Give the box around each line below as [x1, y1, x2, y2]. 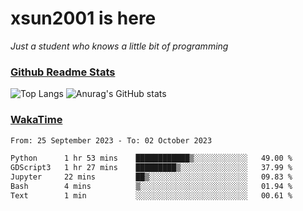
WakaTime [10, 113, 63, 127]
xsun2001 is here [10, 7, 157, 30]
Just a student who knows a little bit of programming [10, 40, 229, 52]
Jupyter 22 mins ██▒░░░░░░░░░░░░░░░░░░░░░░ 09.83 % [10, 172, 293, 182]
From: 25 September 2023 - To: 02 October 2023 [10, 135, 213, 146]
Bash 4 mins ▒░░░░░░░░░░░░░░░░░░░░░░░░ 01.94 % [10, 182, 293, 192]
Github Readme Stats [10, 65, 116, 79]
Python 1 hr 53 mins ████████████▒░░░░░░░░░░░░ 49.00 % [10, 153, 293, 164]
